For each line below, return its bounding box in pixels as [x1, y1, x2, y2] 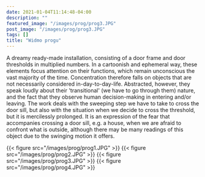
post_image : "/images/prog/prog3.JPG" [6, 26, 105, 32]
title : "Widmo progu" [6, 37, 62, 43]
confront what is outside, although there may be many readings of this [6, 126, 184, 133]
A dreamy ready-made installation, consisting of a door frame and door [6, 55, 185, 61]
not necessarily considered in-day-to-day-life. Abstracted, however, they [6, 80, 191, 88]
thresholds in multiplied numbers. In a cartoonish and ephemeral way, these [6, 61, 198, 68]
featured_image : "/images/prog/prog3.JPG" [6, 20, 116, 26]
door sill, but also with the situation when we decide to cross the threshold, [6, 107, 196, 113]
